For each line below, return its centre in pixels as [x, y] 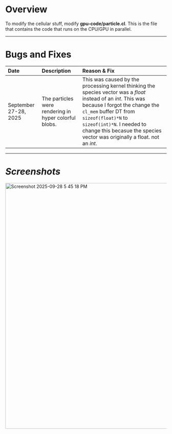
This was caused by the [111, 79]
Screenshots [33, 172]
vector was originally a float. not [121, 137]
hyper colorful [59, 118]
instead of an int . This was [114, 98]
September [21, 105]
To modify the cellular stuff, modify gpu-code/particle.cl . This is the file [81, 24]
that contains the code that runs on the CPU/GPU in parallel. [69, 29]
